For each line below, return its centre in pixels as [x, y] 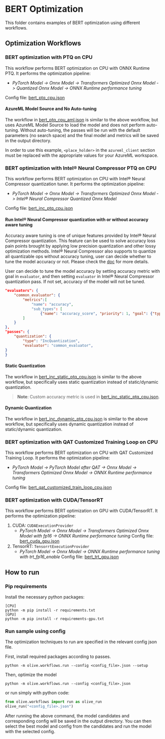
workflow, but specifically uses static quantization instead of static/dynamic [82, 382]
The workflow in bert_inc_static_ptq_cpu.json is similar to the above [73, 376]
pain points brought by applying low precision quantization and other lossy [81, 246]
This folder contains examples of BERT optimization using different [73, 23]
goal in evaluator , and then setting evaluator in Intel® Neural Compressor [80, 277]
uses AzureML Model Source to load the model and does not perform [75, 125]
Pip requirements [26, 586]
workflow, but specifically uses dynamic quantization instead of [69, 424]
